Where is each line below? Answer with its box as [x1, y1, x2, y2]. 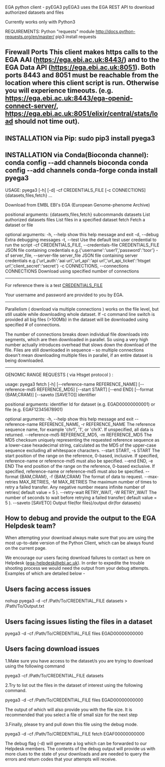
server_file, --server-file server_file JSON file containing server [10, 252, 138, 258]
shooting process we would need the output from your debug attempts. [5, 565, 150, 571]
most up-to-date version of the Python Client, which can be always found [5, 540, 154, 546]
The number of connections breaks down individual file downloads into [5, 331, 149, 337]
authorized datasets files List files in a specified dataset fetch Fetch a [5, 216, 145, 222]
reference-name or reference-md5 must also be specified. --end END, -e [5, 458, 153, 464]
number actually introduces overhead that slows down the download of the [5, 342, 157, 348]
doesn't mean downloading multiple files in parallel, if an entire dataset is [5, 352, 153, 358]
